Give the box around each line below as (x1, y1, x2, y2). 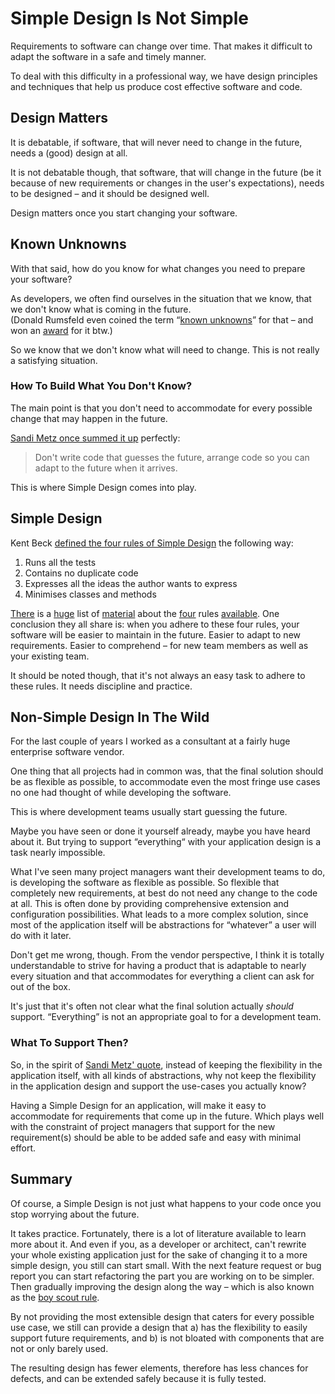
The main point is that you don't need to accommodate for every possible (10, 402, 313, 414)
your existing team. (10, 650, 90, 662)
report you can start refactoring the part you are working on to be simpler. (10, 1270, 315, 1282)
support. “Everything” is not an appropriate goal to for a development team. (10, 1011, 322, 1023)
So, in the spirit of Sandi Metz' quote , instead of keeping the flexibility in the (10, 1058, 323, 1071)
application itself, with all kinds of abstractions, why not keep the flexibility (10, 1069, 317, 1081)
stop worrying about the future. (10, 1208, 140, 1220)
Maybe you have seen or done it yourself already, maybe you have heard (10, 825, 311, 837)
